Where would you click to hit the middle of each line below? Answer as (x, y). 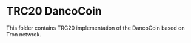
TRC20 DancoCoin (54, 11)
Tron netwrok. (24, 34)
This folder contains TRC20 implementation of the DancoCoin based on (95, 28)
